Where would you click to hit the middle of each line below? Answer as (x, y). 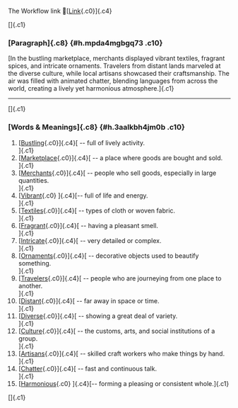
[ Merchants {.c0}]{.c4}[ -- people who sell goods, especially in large (117, 173)
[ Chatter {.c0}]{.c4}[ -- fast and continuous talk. (88, 368)
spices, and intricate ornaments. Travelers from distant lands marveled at (114, 66)
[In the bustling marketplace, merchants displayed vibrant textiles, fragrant (117, 58)
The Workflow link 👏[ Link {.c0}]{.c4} (60, 11)
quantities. (34, 180)
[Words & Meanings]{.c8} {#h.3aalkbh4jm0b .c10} (97, 127)
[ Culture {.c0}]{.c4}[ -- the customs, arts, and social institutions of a (117, 331)
